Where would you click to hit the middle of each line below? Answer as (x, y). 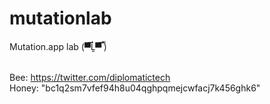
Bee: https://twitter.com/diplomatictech (90, 77)
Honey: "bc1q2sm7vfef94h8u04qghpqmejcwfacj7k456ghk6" (135, 88)
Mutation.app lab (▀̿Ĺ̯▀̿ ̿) (58, 46)
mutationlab (60, 18)
